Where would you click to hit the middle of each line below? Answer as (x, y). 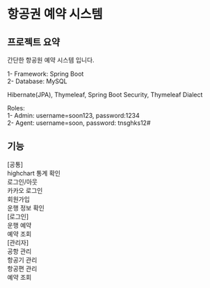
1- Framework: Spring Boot (46, 74)
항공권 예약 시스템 (55, 14)
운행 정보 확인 (26, 207)
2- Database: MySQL (37, 81)
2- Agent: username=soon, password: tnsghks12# (79, 123)
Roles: (16, 108)
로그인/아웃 (23, 182)
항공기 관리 (22, 260)
